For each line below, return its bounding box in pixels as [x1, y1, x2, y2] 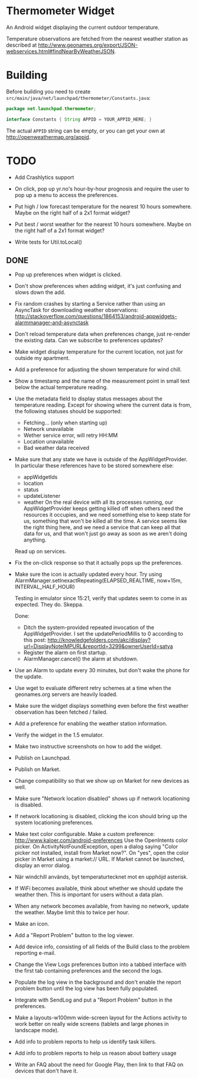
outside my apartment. [14, 355, 70, 362]
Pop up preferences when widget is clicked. [14, 271, 122, 278]
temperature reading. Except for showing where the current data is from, [14, 401, 192, 409]
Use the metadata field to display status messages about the [14, 395, 163, 403]
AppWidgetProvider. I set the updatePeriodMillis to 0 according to [23, 630, 183, 637]
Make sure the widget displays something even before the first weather [14, 702, 189, 709]
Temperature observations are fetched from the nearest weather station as [6, 35, 188, 42]
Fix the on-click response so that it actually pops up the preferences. [14, 559, 183, 566]
